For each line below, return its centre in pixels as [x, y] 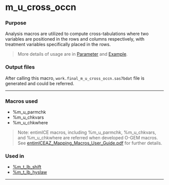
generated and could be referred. [40, 83]
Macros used [22, 101]
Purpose [16, 23]
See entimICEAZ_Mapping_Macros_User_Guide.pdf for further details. [90, 143]
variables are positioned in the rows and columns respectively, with [75, 39]
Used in [15, 156]
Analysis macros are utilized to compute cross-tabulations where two [77, 34]
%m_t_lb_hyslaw [30, 172]
